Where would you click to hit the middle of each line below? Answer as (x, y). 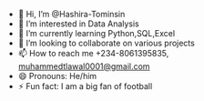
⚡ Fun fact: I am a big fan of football (85, 86)
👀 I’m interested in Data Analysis (78, 24)
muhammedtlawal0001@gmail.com (84, 66)
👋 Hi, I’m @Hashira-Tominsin (71, 14)
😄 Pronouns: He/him (57, 76)
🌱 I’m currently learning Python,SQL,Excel (97, 33)
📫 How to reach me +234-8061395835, (93, 53)
